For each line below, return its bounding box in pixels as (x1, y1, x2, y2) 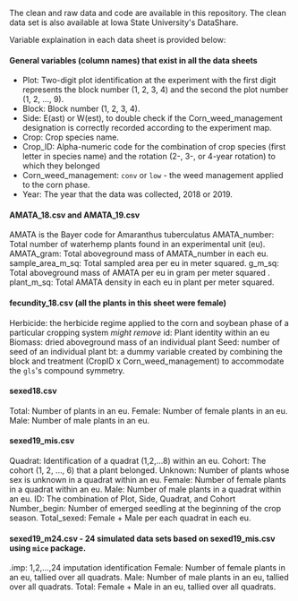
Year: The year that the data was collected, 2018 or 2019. (21, 189, 233, 200)
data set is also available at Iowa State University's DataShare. (9, 17, 239, 28)
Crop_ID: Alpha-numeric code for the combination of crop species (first (21, 142, 286, 152)
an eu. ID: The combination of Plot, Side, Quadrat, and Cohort (9, 494, 236, 504)
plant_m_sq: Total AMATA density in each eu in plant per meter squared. (9, 277, 275, 288)
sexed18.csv (9, 385, 57, 397)
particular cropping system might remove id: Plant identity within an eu (9, 327, 270, 338)
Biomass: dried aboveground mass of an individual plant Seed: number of (9, 336, 280, 348)
